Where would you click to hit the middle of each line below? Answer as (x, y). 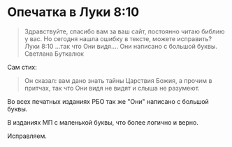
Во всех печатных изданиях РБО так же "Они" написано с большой (108, 101)
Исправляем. (27, 136)
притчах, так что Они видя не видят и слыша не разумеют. (112, 88)
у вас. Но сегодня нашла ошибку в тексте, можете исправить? (118, 38)
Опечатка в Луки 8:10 (73, 12)
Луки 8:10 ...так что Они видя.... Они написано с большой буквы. (121, 46)
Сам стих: (22, 67)
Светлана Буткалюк (54, 54)
